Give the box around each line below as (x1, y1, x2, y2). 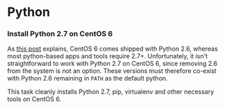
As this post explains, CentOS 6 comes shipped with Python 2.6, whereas (7, 44, 218, 53)
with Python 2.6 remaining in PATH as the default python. (7, 74, 169, 83)
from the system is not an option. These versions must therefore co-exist (7, 67, 217, 75)
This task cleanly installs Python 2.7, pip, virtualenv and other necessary (7, 87, 215, 96)
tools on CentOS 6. (7, 95, 61, 103)
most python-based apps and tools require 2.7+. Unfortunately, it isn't (7, 52, 208, 60)
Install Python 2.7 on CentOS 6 (7, 29, 113, 39)
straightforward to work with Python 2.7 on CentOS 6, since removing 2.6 (7, 60, 218, 68)
